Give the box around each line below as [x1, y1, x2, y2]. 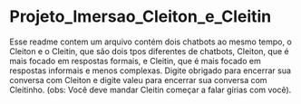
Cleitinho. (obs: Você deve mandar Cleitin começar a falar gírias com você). [9, 84, 292, 95]
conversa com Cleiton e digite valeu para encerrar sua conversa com [9, 74, 267, 85]
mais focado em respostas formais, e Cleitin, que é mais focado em [9, 55, 261, 66]
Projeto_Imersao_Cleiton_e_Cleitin [9, 6, 272, 27]
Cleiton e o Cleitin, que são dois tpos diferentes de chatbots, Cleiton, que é [9, 45, 289, 56]
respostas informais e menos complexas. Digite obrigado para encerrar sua [9, 65, 292, 76]
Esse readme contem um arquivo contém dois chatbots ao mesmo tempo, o [9, 36, 292, 47]
